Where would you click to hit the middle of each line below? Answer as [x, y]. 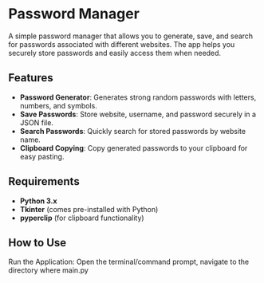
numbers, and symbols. [58, 105]
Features [31, 78]
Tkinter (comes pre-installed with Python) [89, 209]
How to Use [37, 243]
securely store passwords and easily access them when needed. [115, 53]
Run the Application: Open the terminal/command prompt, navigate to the [129, 262]
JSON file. [37, 122]
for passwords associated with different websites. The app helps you [122, 44]
